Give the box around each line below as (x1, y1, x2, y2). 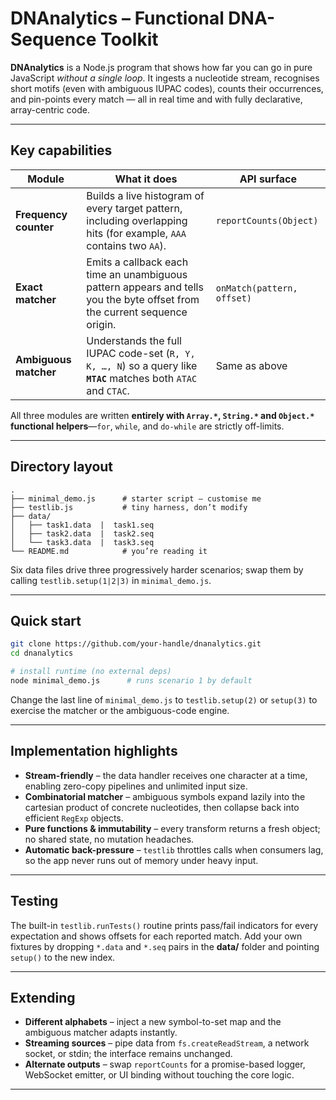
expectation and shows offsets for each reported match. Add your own (10, 930, 303, 942)
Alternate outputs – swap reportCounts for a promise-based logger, (24, 1058, 306, 1071)
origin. (86, 317, 117, 331)
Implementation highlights (10, 743, 178, 760)
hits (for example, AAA (86, 226, 187, 240)
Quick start (10, 612, 82, 629)
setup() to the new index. (10, 951, 116, 963)
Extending (10, 989, 76, 1006)
